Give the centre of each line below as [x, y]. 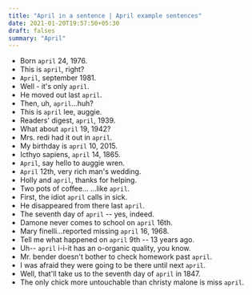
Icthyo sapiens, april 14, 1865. [70, 155]
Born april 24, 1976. [54, 61]
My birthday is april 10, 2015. [69, 146]
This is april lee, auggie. [61, 112]
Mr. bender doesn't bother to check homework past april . [116, 257]
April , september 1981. [58, 78]
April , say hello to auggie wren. [72, 163]
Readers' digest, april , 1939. [68, 120]
